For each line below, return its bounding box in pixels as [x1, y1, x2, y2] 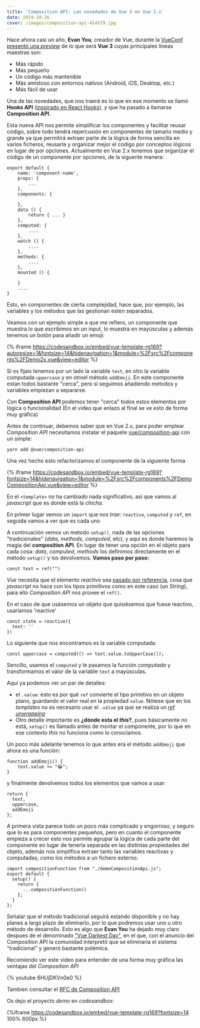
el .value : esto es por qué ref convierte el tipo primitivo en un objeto [15, 691, 185, 698]
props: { [17, 176, 39, 182]
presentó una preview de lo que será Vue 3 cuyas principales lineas [7, 42, 173, 50]
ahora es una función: [7, 747, 61, 754]
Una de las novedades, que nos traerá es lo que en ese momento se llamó [7, 97, 189, 105]
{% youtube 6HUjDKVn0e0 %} [7, 974, 82, 981]
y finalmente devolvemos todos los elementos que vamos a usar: [7, 779, 166, 787]
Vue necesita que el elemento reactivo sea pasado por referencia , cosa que [7, 576, 193, 583]
